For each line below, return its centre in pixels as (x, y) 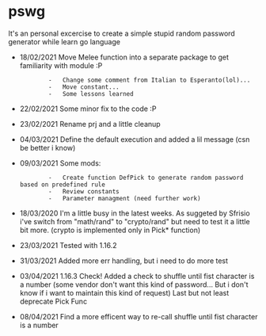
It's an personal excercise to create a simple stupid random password (122, 33)
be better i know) (47, 147)
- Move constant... (84, 87)
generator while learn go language (65, 41)
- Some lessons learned (91, 94)
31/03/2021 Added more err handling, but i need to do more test (123, 261)
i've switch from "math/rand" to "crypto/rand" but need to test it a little (135, 221)
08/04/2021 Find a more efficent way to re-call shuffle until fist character (139, 316)
